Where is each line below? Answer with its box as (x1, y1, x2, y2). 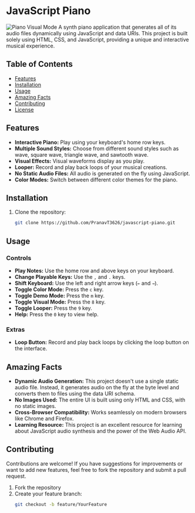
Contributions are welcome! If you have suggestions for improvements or (6, 460, 183, 467)
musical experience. (6, 42, 55, 49)
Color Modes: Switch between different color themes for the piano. (14, 176, 178, 183)
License (14, 106, 34, 113)
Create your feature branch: (14, 490, 82, 497)
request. (6, 473, 26, 480)
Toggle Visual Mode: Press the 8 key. (14, 298, 106, 305)
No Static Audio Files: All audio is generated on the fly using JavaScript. (14, 170, 190, 177)
